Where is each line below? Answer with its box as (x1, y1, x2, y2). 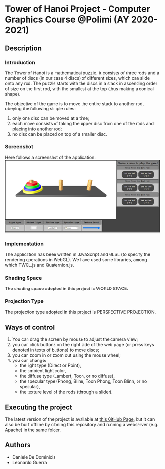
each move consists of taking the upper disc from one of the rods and (12, 120, 154, 126)
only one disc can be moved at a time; (12, 115, 90, 121)
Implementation (5, 240, 44, 247)
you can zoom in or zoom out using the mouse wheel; (12, 352, 121, 358)
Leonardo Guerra (12, 459, 47, 465)
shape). (5, 91, 21, 97)
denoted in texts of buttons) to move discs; (12, 347, 100, 353)
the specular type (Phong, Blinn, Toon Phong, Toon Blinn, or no (19, 378, 147, 384)
